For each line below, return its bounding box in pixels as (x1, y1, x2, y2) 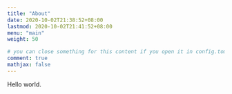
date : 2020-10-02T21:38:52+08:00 (7, 17, 104, 23)
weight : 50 (7, 36, 39, 43)
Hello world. (7, 80, 41, 88)
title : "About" (7, 10, 51, 17)
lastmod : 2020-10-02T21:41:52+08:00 (7, 23, 113, 30)
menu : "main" (7, 29, 45, 37)
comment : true (7, 55, 48, 62)
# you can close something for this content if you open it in (7, 48, 193, 55)
